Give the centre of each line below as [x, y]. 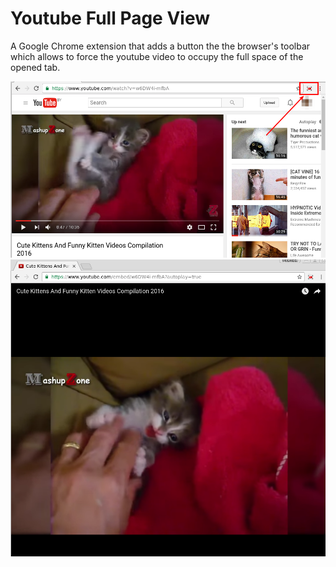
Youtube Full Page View [110, 18]
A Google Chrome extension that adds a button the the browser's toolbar [160, 46]
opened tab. [35, 67]
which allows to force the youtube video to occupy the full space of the [157, 56]
